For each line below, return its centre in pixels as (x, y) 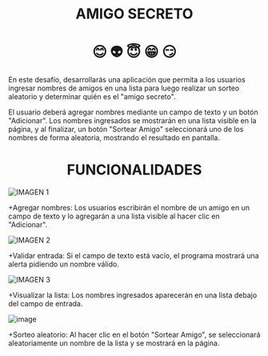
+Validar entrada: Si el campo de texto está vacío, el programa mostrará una (134, 256)
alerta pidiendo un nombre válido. (64, 264)
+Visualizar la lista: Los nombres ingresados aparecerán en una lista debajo (133, 295)
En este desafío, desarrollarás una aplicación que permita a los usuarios (127, 80)
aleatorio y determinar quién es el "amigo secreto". (92, 97)
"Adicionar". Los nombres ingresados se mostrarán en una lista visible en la (132, 121)
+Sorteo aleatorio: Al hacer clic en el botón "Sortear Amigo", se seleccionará (134, 335)
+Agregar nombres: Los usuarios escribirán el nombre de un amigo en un (129, 208)
